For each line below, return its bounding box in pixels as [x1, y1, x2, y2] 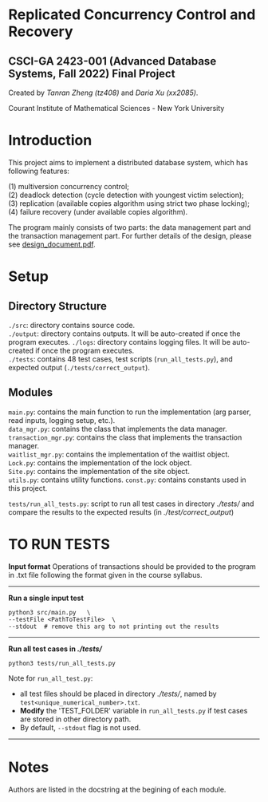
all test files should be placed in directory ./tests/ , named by [19, 689, 217, 698]
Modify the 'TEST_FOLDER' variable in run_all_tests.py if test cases [19, 705, 248, 715]
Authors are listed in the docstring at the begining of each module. [8, 784, 227, 794]
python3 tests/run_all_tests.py [8, 659, 116, 667]
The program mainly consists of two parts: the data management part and [8, 222, 251, 232]
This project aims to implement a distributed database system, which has [8, 157, 249, 167]
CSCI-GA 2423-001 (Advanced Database [8, 54, 217, 68]
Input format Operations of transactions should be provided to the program [8, 561, 257, 571]
